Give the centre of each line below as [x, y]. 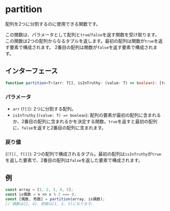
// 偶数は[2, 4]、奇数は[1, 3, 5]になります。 [50, 204]
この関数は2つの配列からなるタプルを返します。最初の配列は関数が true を [82, 41]
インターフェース [32, 71]
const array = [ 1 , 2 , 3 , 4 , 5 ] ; [39, 190]
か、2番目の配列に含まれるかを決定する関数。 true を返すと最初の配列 [85, 121]
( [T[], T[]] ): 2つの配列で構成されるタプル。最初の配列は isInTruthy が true [83, 154]
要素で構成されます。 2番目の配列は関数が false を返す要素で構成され [81, 47]
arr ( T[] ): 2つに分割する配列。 [44, 109]
